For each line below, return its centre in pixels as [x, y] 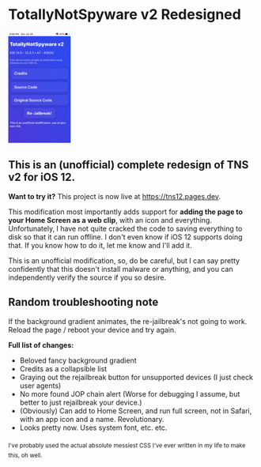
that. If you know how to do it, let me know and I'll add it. [100, 245]
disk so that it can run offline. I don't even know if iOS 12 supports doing [125, 237]
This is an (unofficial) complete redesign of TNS [129, 165]
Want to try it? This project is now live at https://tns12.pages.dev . [115, 196]
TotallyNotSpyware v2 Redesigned [125, 15]
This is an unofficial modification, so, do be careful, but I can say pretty [124, 260]
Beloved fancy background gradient [78, 360]
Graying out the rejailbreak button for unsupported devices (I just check [136, 377]
